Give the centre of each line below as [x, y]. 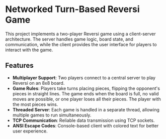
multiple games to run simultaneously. [52, 115]
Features [19, 65]
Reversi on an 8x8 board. [38, 83]
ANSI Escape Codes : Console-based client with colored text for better [86, 125]
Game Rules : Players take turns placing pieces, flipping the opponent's [86, 88]
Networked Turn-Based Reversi [72, 9]
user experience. [30, 131]
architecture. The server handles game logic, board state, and [69, 39]
